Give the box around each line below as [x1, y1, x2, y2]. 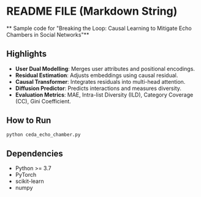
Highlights [6, 49, 47, 59]
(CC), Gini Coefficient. [15, 97, 72, 105]
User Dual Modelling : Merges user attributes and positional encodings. [15, 65, 195, 72]
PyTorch [15, 171, 37, 179]
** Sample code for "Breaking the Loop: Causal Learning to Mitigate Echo [6, 24, 192, 32]
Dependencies [6, 148, 63, 158]
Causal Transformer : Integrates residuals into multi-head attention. [15, 78, 186, 85]
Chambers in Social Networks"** [6, 31, 89, 38]
